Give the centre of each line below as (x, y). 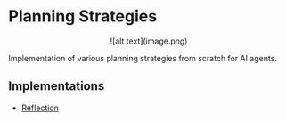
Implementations (57, 86)
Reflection (40, 108)
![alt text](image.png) (149, 41)
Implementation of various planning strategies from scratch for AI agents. (143, 58)
